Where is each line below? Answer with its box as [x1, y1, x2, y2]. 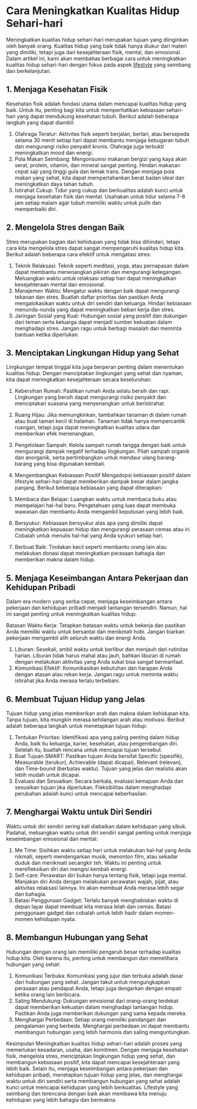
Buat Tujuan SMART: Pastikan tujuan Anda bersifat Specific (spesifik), [14, 753, 184, 759]
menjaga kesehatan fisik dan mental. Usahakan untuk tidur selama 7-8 [14, 193, 185, 200]
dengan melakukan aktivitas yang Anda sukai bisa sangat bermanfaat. [14, 658, 185, 666]
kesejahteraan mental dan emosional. [14, 281, 105, 288]
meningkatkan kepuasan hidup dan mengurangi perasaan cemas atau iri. [14, 526, 191, 533]
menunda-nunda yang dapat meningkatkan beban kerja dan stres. [14, 306, 175, 313]
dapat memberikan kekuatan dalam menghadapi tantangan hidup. [14, 1003, 175, 1011]
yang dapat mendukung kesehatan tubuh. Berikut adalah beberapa [16, 112, 179, 120]
